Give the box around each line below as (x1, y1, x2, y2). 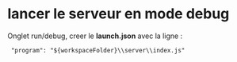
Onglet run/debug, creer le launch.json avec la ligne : (7, 31, 183, 41)
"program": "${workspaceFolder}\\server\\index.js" (10, 46, 185, 54)
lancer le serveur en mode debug (7, 5, 230, 23)
